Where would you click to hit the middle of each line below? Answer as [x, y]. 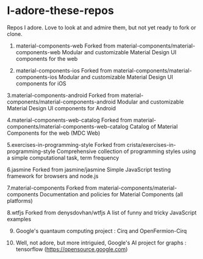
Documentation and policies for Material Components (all [112, 194]
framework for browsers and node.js [53, 176]
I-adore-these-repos [61, 11]
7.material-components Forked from [52, 188]
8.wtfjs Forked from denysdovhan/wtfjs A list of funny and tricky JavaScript [102, 212]
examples [19, 219]
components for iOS [41, 83]
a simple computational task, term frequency [63, 158]
